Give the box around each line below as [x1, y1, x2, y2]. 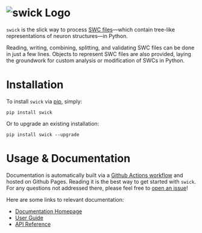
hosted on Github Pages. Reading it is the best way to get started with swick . [6, 178, 197, 185]
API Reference [14, 220, 51, 228]
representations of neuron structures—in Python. [6, 32, 128, 39]
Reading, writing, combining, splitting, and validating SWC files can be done [6, 44, 195, 51]
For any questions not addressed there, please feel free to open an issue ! [6, 184, 188, 191]
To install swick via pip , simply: [6, 98, 83, 105]
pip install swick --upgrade [6, 131, 80, 138]
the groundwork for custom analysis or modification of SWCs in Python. [6, 57, 185, 64]
